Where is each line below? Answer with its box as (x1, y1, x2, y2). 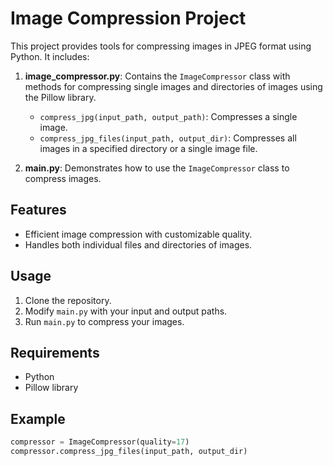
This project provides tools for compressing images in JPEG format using (10, 40, 312, 52)
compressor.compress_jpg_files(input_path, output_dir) (10, 447, 248, 457)
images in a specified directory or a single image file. (39, 142, 258, 154)
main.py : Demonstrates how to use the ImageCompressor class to (24, 162, 290, 174)
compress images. (24, 172, 102, 184)
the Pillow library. (24, 91, 97, 103)
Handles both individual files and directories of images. (24, 238, 253, 251)
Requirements (10, 344, 100, 361)
